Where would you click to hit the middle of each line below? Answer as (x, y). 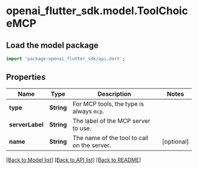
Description (114, 94)
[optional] (175, 141)
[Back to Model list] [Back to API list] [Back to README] (74, 160)
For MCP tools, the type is (108, 103)
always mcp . (88, 111)
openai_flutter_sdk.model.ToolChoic (97, 11)
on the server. (92, 145)
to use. (82, 128)
